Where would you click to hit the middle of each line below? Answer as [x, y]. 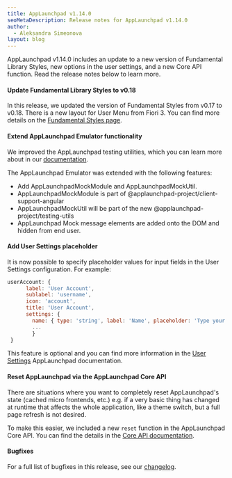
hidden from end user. [49, 230]
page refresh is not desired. [47, 414]
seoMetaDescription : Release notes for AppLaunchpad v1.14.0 [98, 20]
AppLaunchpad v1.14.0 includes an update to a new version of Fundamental [115, 59]
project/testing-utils [45, 216]
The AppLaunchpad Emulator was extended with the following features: [110, 173]
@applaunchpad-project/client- [173, 193]
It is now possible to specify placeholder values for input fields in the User [113, 262]
